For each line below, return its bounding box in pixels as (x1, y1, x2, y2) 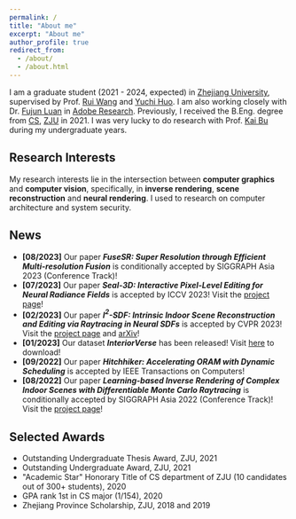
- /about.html (17, 63, 69, 72)
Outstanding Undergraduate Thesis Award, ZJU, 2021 (21, 452, 218, 463)
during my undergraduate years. (9, 124, 128, 135)
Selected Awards (9, 429, 105, 444)
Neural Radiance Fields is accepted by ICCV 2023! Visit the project (21, 289, 270, 300)
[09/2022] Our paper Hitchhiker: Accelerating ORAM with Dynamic (21, 357, 275, 367)
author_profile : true (9, 37, 90, 47)
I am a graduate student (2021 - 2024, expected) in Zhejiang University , (9, 86, 270, 98)
